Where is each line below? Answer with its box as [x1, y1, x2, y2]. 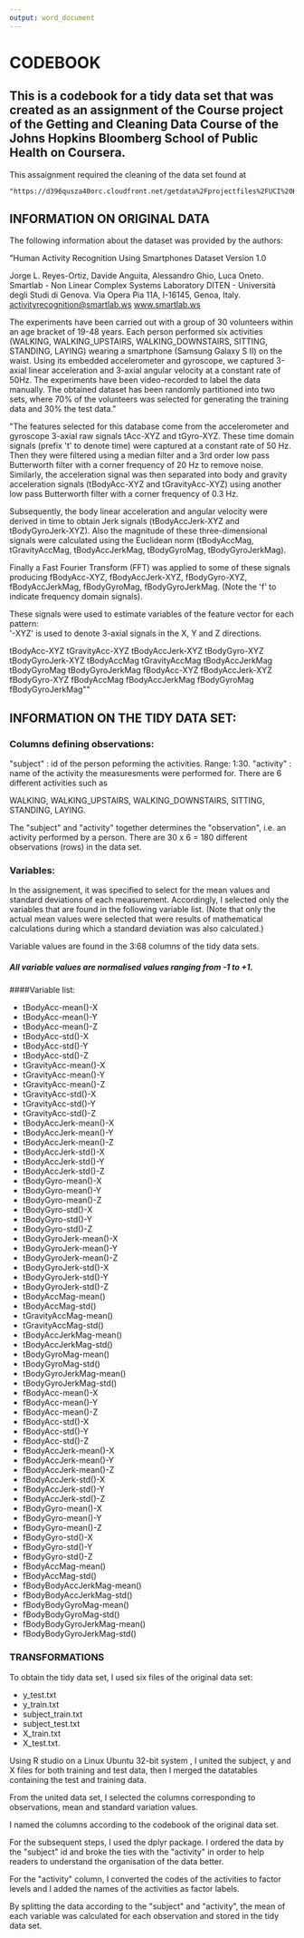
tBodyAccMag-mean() [22, 1291, 106, 1302]
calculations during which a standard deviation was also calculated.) [9, 923, 264, 934]
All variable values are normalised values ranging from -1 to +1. [9, 962, 253, 973]
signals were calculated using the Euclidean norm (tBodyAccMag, [9, 535, 254, 546]
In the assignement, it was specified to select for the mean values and [9, 885, 271, 896]
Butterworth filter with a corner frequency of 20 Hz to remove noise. [9, 460, 264, 471]
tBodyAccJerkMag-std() [22, 1339, 113, 1350]
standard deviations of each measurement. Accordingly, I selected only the [9, 894, 290, 905]
